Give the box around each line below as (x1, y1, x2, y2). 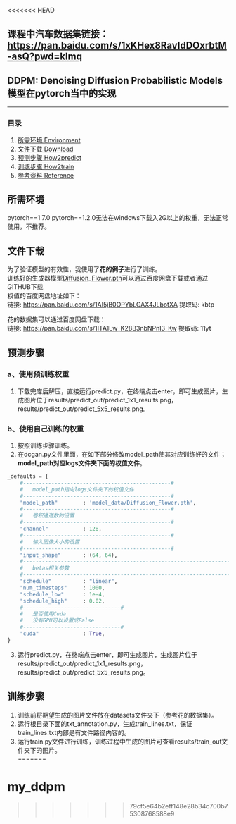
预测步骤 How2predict (17, 153, 82, 161)
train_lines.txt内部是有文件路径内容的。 (17, 728, 131, 737)
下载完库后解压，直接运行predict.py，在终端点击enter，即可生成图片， (17, 387, 223, 395)
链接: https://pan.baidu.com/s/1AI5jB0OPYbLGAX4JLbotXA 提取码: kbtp (7, 300, 215, 309)
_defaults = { (7, 473, 49, 480)
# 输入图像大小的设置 (20, 539, 80, 546)
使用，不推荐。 (7, 222, 51, 231)
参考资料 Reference (17, 171, 74, 179)
